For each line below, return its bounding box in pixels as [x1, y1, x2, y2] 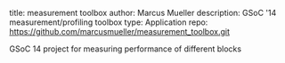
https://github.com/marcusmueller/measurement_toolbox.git [9, 27, 230, 36]
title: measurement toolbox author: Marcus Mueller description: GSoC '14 [9, 8, 277, 18]
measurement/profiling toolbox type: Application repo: [9, 17, 208, 28]
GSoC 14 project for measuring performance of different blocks [9, 43, 242, 54]
